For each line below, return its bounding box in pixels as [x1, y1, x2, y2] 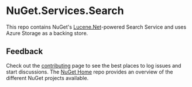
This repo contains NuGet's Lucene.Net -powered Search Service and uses [6, 23, 187, 30]
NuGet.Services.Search [6, 4, 124, 18]
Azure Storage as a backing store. [6, 29, 88, 36]
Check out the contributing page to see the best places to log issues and [6, 62, 181, 69]
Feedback [6, 47, 43, 57]
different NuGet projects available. [6, 74, 89, 81]
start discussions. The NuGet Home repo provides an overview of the [6, 68, 173, 75]
